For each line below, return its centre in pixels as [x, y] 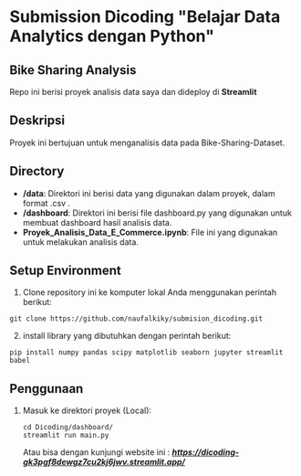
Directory [37, 171]
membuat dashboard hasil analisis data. [97, 222]
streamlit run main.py [66, 436]
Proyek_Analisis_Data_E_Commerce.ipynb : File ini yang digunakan [150, 232]
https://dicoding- [206, 452]
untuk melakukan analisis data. [81, 242]
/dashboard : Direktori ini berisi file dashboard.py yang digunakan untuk [157, 213]
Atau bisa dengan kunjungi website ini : [96, 452]
